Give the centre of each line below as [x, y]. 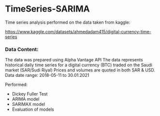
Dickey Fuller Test [30, 94]
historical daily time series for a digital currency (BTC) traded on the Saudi [79, 65]
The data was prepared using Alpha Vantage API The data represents [74, 60]
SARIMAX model [28, 104]
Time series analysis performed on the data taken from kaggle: [68, 22]
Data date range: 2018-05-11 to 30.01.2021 [47, 75]
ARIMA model [26, 99]
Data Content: [22, 49]
